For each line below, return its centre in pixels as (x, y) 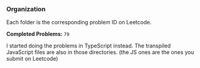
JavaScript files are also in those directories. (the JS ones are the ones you (100, 52)
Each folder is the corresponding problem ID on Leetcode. (79, 22)
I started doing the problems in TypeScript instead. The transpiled (89, 46)
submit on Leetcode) (32, 59)
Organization (26, 9)
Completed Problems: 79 (38, 34)
